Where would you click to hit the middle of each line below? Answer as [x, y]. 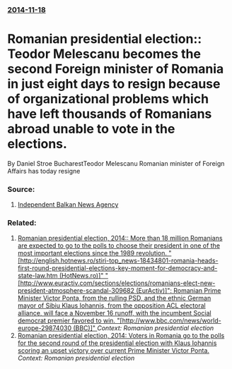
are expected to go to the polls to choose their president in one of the [119, 246]
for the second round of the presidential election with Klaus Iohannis [117, 343]
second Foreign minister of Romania [116, 69]
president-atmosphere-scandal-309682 [76, 291]
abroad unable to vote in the [91, 129]
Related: [22, 223]
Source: [21, 189]
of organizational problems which [108, 99]
